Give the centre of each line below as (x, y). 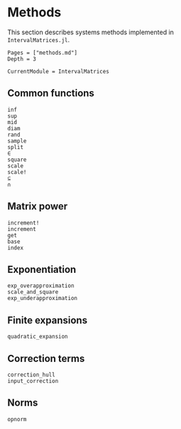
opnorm (17, 419)
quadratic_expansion (38, 337)
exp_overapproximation (41, 286)
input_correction (33, 381)
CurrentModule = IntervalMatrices (59, 71)
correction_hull (31, 375)
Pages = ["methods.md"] (43, 53)
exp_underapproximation (43, 299)
